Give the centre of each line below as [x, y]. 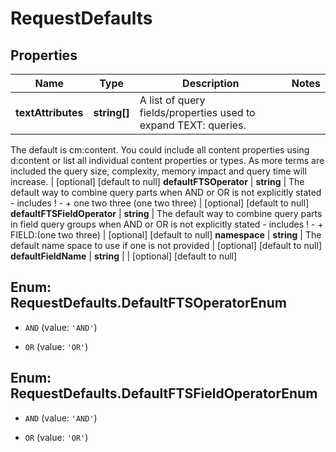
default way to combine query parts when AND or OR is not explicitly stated [166, 192]
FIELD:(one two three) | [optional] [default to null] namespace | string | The [166, 235]
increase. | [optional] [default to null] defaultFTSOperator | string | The [157, 181]
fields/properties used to [197, 112]
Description [211, 83]
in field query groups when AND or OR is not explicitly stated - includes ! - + [167, 224]
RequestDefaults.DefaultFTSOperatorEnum [148, 303]
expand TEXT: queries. [193, 125]
